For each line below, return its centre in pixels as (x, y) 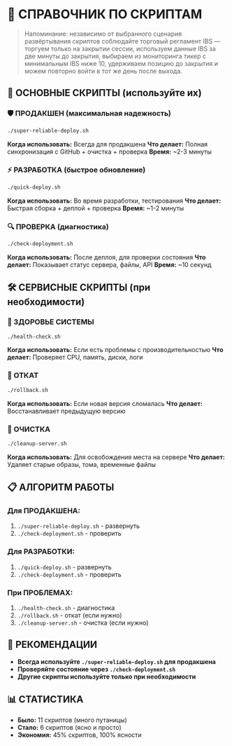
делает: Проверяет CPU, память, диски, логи (75, 358)
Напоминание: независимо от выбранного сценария (103, 34)
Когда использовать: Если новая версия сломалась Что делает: (105, 403)
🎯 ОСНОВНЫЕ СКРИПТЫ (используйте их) (104, 93)
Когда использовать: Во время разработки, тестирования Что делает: (114, 201)
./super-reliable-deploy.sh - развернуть (79, 526)
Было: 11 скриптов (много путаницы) (72, 720)
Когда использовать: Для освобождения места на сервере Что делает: (116, 457)
